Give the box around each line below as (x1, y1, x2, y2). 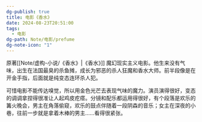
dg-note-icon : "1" (6, 42, 52, 48)
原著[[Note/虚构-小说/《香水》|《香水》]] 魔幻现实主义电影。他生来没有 (6, 59, 180, 66)
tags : (6, 25, 20, 32)
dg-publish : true (6, 8, 50, 15)
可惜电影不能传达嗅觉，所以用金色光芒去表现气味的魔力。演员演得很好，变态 (6, 87, 196, 94)
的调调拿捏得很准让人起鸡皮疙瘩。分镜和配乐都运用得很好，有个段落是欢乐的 (6, 94, 196, 102)
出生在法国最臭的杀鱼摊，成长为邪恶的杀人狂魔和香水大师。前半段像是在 (16, 66, 196, 74)
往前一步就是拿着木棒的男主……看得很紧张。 (16, 109, 126, 117)
